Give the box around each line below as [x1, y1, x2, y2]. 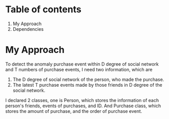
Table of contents [5, 4, 82, 15]
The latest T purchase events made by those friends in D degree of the [12, 82, 162, 88]
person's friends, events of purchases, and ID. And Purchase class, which [5, 103, 161, 109]
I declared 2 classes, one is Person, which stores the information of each [5, 97, 159, 103]
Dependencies [12, 26, 44, 32]
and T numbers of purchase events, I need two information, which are [5, 66, 153, 72]
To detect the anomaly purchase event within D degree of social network [5, 61, 159, 67]
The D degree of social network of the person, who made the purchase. [12, 76, 164, 83]
